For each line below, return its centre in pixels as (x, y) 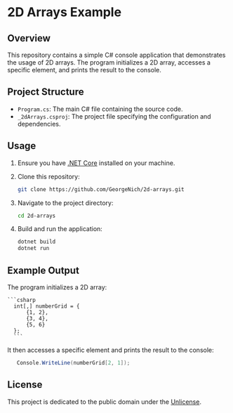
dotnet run (33, 249)
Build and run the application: (60, 229)
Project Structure (46, 92)
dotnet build (36, 242)
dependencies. (39, 124)
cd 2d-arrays (36, 216)
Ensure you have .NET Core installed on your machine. (96, 163)
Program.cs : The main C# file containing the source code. (100, 109)
